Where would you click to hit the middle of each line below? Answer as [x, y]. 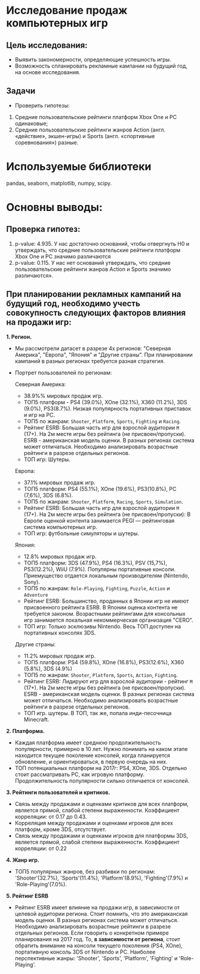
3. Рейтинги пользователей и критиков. [58, 792]
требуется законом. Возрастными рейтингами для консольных [105, 613]
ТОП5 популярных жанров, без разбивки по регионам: [85, 871]
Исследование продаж [67, 10]
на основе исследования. [47, 72]
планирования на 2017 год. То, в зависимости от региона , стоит [97, 939]
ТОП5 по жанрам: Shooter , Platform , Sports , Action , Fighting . [101, 675]
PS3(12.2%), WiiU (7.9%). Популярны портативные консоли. [100, 569]
